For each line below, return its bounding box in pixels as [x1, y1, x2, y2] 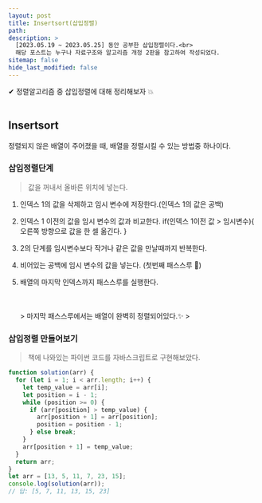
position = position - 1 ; [37, 421, 123, 429]
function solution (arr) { [8, 369, 94, 377]
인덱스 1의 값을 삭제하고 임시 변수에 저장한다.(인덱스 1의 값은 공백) [19, 199, 225, 208]
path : [8, 26, 26, 34]
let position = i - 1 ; [22, 390, 98, 399]
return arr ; [15, 457, 56, 465]
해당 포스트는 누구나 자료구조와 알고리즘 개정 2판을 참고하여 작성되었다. [15, 49, 221, 57]
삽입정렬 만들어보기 [8, 333, 78, 344]
